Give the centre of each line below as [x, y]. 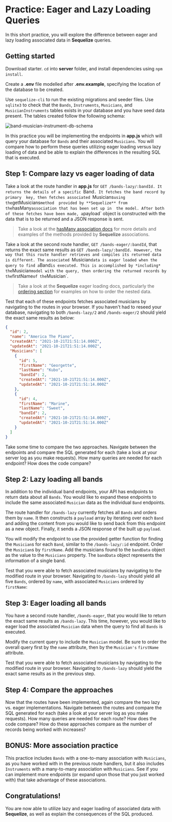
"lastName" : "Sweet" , [42, 408]
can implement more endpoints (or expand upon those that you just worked [85, 774]
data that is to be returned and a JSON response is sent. [64, 219]
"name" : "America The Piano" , [42, 337]
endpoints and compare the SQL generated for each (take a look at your [81, 452]
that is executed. [23, 157]
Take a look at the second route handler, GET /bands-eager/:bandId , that [81, 244]
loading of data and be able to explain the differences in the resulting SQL [83, 152]
